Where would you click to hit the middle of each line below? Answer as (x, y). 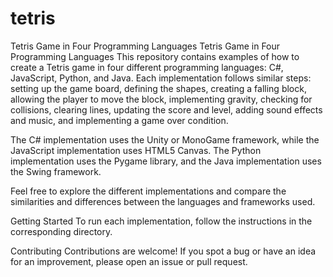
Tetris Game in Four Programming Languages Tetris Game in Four (145, 46)
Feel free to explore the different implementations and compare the (148, 191)
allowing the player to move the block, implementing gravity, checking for (161, 99)
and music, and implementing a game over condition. (119, 120)
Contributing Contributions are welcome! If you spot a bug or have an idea (163, 251)
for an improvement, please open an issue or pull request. (129, 261)
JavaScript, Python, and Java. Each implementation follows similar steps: (161, 78)
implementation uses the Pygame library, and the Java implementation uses (166, 161)
